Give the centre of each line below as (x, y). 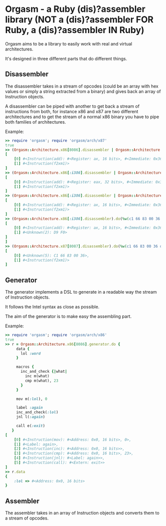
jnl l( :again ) (31, 417)
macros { (25, 367)
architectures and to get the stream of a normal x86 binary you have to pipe (82, 117)
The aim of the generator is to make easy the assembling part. (68, 316)
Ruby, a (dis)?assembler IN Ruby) (75, 30)
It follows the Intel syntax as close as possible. (52, 307)
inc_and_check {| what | (44, 372)
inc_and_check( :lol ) (37, 412)
